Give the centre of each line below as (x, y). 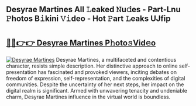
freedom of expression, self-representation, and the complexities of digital (96, 78)
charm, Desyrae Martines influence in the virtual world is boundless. (88, 97)
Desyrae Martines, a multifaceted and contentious (116, 60)
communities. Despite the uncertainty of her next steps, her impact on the (95, 84)
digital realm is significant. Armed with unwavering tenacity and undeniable (97, 91)
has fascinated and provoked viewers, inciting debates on (107, 72)
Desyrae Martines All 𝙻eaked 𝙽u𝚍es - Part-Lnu (94, 10)
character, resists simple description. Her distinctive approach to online (92, 66)
